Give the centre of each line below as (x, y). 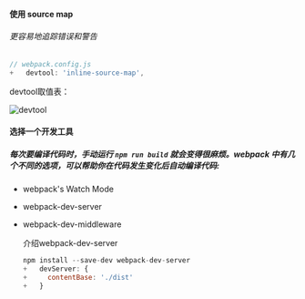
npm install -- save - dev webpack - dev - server (107, 261)
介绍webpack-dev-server (70, 243)
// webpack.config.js (51, 64)
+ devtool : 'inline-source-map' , (77, 73)
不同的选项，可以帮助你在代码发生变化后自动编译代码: (118, 165)
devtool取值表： (40, 91)
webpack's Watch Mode (68, 189)
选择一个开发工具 (41, 131)
